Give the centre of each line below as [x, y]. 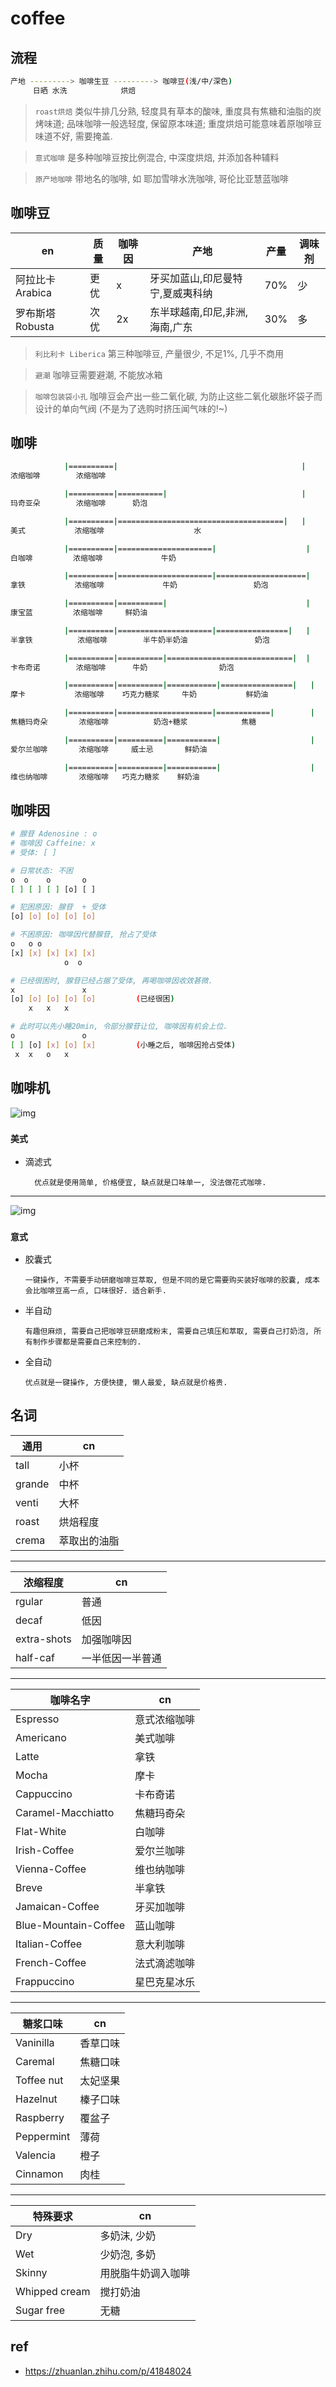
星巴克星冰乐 [165, 1982]
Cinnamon [39, 2174]
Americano [41, 1737]
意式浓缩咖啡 [165, 1719]
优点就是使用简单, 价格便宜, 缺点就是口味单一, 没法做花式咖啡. [150, 1182]
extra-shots [43, 1639]
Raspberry [40, 2117]
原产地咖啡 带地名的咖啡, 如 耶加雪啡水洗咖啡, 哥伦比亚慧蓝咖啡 [162, 178]
